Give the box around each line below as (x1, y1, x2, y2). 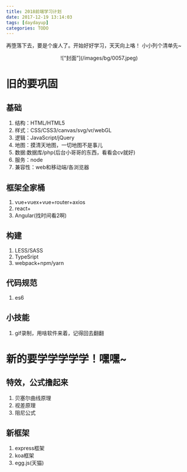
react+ (14, 205, 31, 212)
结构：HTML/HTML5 (14, 119, 65, 127)
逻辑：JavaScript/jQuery (14, 134, 75, 142)
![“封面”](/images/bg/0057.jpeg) (60, 54, 138, 62)
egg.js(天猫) (14, 460, 44, 467)
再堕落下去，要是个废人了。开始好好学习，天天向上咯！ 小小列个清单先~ (6, 42, 182, 49)
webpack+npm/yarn (14, 259, 64, 266)
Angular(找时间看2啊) (14, 212, 67, 219)
